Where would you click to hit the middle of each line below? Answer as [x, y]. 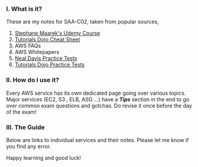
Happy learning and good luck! [44, 158]
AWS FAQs [28, 46]
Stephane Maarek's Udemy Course [57, 33]
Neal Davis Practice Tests [46, 59]
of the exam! [22, 112]
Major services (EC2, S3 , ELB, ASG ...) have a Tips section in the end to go [98, 99]
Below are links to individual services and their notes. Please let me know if [98, 140]
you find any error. [29, 146]
